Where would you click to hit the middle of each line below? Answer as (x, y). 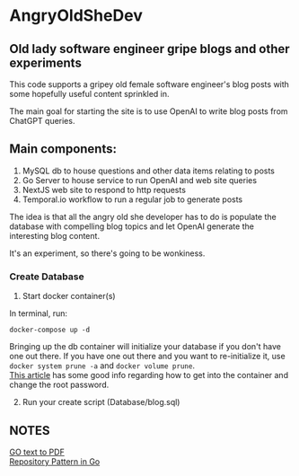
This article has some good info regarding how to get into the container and (149, 375)
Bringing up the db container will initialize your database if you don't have (145, 347)
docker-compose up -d (50, 330)
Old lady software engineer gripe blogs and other (149, 49)
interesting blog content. (55, 235)
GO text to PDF (37, 452)
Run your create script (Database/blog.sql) (101, 402)
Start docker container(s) (69, 296)
